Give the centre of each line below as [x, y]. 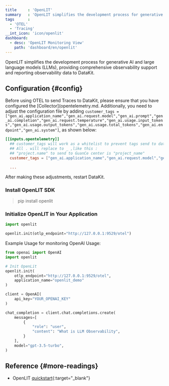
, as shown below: [78, 130]
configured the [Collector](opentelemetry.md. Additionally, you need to [79, 106]
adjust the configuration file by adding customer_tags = [62, 111]
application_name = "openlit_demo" [49, 280]
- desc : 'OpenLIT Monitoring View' [47, 43]
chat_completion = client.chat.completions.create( [60, 313]
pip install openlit [35, 201]
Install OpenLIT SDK [30, 190]
